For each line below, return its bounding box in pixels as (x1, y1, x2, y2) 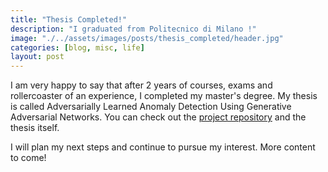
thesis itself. (10, 122, 60, 134)
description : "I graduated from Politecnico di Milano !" (10, 24, 257, 34)
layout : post (10, 52, 65, 62)
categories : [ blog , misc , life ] (10, 42, 145, 53)
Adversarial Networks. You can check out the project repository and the (10, 111, 307, 123)
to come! (10, 152, 47, 164)
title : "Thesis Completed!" (10, 14, 128, 25)
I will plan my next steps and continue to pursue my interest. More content (10, 141, 316, 153)
